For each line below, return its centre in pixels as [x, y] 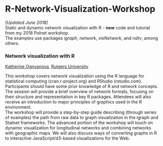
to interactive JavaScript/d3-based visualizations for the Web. [68, 138]
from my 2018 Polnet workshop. [37, 33]
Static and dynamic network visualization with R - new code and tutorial [78, 27]
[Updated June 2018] [26, 22]
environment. [18, 107]
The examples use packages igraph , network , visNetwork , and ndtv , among [81, 38]
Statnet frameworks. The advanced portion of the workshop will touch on [79, 123]
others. [12, 43]
